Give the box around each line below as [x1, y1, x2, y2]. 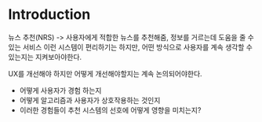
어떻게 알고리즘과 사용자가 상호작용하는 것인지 [19, 95, 161, 105]
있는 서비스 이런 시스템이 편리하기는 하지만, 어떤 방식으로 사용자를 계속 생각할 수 [8, 42, 253, 52]
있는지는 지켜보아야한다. [8, 52, 82, 61]
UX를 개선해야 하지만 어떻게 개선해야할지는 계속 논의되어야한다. [8, 68, 202, 78]
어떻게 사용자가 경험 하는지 [19, 85, 102, 95]
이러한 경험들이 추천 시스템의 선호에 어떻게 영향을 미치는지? [19, 105, 202, 115]
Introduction [8, 6, 91, 24]
